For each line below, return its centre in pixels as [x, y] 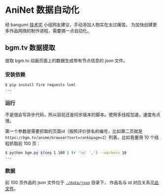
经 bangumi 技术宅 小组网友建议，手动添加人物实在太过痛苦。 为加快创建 [79, 25]
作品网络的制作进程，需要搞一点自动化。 [50, 30]
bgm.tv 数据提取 [30, 48]
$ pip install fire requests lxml [41, 85]
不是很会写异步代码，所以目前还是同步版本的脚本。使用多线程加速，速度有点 [83, 115]
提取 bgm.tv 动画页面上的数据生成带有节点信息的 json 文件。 [66, 60]
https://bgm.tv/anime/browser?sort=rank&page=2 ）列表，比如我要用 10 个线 [82, 138]
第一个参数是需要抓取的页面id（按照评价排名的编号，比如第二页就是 [74, 131]
